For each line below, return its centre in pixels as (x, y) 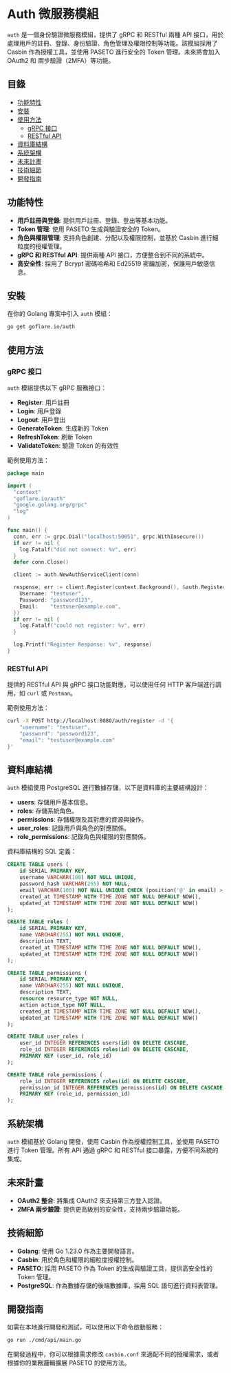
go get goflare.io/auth (41, 327)
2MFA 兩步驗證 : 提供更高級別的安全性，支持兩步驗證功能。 (100, 1209)
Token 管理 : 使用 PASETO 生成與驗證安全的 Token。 (91, 229)
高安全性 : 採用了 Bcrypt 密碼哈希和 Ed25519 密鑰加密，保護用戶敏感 (113, 264)
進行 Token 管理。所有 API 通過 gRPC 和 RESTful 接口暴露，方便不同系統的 (113, 1150)
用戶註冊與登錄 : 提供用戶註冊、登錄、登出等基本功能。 (94, 220)
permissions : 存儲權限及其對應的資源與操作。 (82, 820)
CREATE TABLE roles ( (38, 922)
